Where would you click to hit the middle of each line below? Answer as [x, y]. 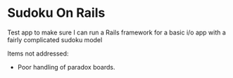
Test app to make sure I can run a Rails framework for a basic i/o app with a [117, 32]
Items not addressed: [38, 53]
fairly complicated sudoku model [55, 39]
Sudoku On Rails [56, 13]
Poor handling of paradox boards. [66, 67]
